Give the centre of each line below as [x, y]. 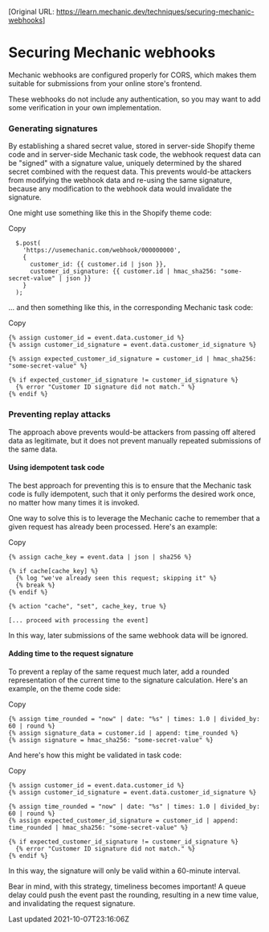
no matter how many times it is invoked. [74, 502]
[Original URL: [31, 12]
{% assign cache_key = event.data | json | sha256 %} [100, 557]
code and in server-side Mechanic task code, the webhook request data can [134, 155]
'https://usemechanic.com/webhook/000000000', [102, 250]
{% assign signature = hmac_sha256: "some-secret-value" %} [111, 740]
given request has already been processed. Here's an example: [113, 526]
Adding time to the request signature [71, 654]
